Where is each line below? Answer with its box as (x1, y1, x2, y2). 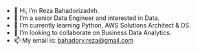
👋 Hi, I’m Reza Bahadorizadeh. (13, 7, 100, 14)
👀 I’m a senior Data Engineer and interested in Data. (13, 14, 160, 22)
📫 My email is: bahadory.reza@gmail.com (13, 37, 134, 44)
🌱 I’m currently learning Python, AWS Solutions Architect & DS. (13, 21, 191, 29)
